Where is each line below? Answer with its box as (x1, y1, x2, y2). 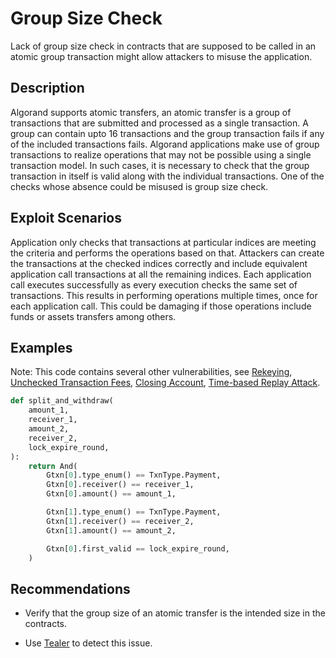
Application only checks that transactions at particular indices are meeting (10, 236, 317, 248)
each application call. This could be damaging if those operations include (10, 300, 312, 312)
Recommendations (10, 580, 131, 597)
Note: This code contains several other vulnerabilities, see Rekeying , (10, 366, 293, 378)
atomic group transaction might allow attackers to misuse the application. (10, 50, 313, 62)
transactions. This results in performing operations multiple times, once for (10, 289, 318, 301)
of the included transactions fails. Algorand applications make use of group (10, 138, 320, 150)
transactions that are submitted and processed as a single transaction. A (10, 117, 309, 129)
